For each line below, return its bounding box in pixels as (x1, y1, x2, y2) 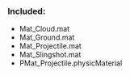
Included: (7, 6, 46, 17)
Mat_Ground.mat (19, 32, 75, 42)
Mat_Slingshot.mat (19, 50, 82, 60)
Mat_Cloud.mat (19, 24, 70, 34)
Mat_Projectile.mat (19, 41, 82, 51)
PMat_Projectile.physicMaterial (19, 58, 123, 68)
